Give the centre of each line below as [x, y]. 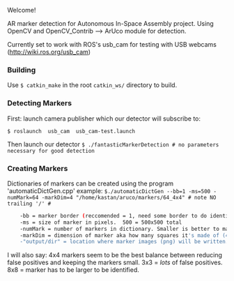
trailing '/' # [29, 204]
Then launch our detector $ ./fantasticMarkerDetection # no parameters [113, 144]
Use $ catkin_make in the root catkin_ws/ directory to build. [92, 85]
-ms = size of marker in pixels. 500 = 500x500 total [101, 222]
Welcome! [22, 10]
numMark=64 [23, 197]
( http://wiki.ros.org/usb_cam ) [49, 52]
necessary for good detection [51, 151]
